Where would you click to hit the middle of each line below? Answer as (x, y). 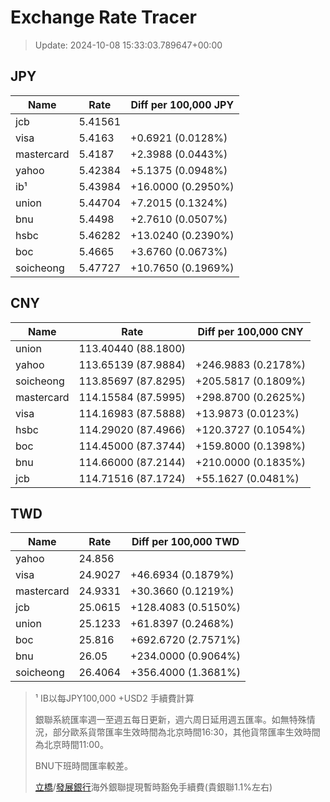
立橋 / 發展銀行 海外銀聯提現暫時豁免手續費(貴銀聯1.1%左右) (153, 787)
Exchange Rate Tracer (104, 17)
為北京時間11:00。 (71, 745)
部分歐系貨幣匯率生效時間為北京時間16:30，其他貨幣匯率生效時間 (186, 732)
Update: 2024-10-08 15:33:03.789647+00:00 (128, 45)
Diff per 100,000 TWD (185, 542)
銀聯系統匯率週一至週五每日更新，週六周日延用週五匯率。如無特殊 (170, 720)
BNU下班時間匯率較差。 (83, 766)
